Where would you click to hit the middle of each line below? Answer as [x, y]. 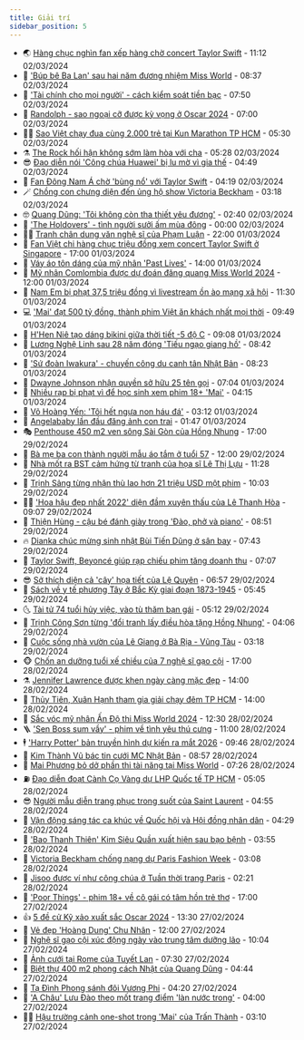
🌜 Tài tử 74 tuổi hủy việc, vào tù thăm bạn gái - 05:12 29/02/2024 [146, 609]
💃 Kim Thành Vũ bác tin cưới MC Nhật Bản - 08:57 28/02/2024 [140, 755]
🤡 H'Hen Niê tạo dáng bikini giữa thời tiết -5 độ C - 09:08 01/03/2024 [152, 334]
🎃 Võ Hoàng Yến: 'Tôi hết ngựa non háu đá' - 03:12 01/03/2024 [140, 411]
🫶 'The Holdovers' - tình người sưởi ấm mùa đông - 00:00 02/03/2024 [153, 224]
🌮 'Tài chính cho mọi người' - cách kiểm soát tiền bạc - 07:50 [137, 94]
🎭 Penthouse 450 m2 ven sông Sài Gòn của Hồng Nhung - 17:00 [145, 431]
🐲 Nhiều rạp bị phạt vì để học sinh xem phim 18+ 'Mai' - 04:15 [137, 392]
